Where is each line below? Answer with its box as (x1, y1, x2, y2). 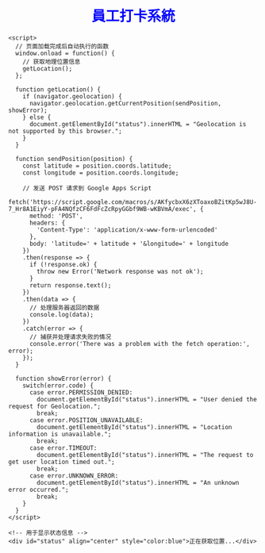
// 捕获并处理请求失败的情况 (29, 332, 112, 341)
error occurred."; (8, 486, 69, 493)
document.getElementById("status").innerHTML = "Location (36, 423, 232, 431)
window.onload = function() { (15, 49, 115, 57)
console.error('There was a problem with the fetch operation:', (29, 340, 250, 348)
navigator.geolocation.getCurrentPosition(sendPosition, (29, 99, 222, 107)
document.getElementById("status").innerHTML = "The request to (36, 451, 254, 459)
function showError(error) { (15, 374, 112, 382)
